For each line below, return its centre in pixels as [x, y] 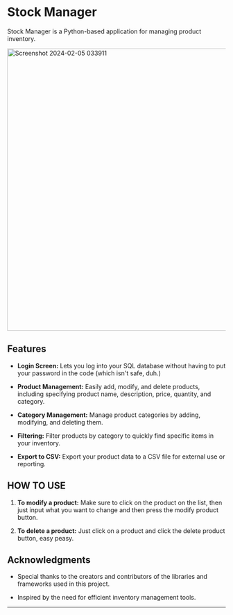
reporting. [32, 464]
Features [27, 349]
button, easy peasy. [45, 538]
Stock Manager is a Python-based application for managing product [104, 31]
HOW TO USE [36, 486]
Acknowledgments [49, 560]
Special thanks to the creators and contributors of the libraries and [112, 577]
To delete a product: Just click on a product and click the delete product [121, 531]
